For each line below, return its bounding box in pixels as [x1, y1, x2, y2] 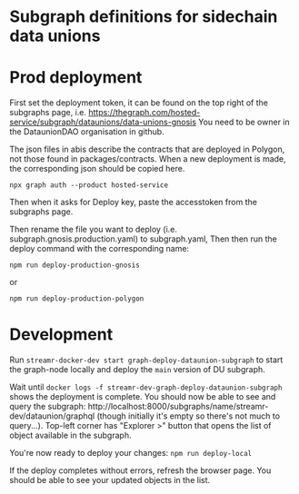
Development [9, 324, 114, 345]
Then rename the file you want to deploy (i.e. [9, 224, 177, 235]
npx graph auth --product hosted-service [9, 181, 169, 190]
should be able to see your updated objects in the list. [9, 475, 211, 486]
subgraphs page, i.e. [9, 107, 87, 118]
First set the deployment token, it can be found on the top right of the [9, 97, 269, 108]
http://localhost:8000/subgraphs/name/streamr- [87, 401, 269, 412]
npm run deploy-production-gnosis [9, 261, 141, 270]
